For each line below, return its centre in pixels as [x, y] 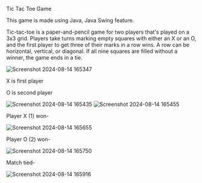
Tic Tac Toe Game [29, 9]
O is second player [30, 92]
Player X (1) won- [28, 116]
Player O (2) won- [28, 139]
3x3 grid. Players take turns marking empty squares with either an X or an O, [101, 38]
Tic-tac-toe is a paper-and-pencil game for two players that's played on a [98, 32]
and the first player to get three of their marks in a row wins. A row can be [98, 45]
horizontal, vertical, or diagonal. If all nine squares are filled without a [92, 51]
